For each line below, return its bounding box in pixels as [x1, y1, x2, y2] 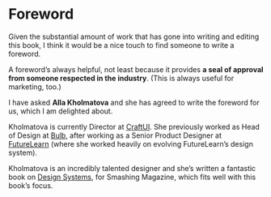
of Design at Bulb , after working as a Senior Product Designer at [8, 131, 222, 140]
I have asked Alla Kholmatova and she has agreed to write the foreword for [8, 97, 260, 107]
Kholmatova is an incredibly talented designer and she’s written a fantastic [8, 163, 256, 173]
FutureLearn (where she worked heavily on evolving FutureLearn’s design [8, 139, 253, 148]
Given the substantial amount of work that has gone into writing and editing [8, 32, 260, 41]
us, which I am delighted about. [8, 106, 113, 116]
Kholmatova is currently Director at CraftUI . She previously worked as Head [8, 122, 260, 131]
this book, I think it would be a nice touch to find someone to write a [8, 40, 235, 49]
